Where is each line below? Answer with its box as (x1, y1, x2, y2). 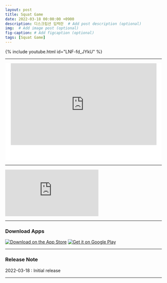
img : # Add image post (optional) (5, 26, 79, 31)
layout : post (5, 7, 32, 12)
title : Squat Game (5, 12, 43, 17)
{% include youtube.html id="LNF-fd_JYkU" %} (5, 48, 103, 55)
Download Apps (5, 228, 45, 235)
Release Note (5, 256, 38, 263)
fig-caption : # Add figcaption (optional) (5, 30, 94, 35)
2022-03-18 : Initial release (5, 267, 61, 274)
